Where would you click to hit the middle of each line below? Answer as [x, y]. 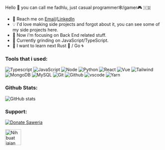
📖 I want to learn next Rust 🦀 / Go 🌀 [48, 46]
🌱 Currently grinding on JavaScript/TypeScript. [60, 40]
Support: [16, 111]
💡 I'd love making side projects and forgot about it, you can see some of [86, 24]
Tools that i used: [26, 59]
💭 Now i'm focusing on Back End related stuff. [59, 35]
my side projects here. [35, 30]
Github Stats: [22, 88]
